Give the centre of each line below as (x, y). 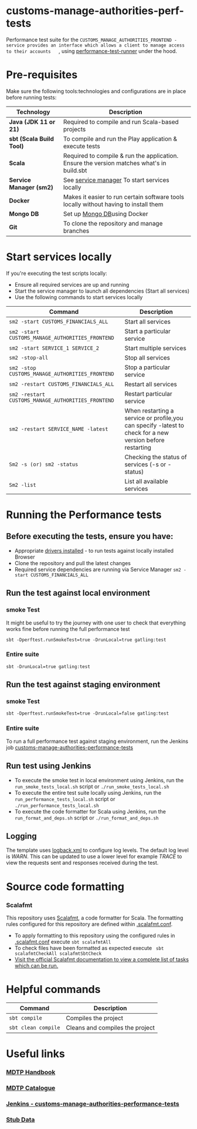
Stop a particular (147, 367)
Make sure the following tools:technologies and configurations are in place (96, 91)
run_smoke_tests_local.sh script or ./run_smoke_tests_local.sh (92, 786)
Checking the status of (156, 457)
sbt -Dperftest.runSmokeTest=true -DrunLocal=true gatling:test (86, 640)
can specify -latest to (154, 425)
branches (76, 231)
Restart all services (151, 384)
